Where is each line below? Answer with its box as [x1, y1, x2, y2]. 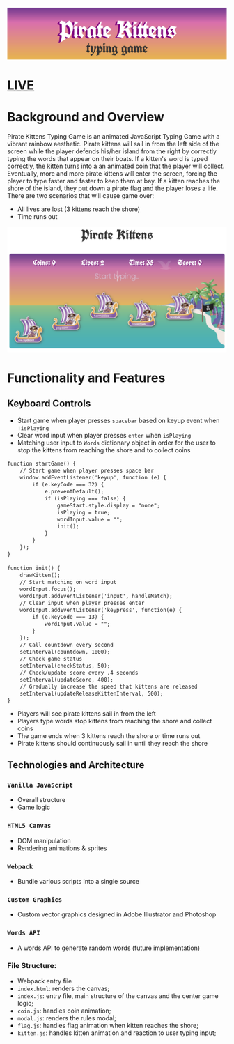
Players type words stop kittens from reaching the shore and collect [17, 716, 212, 725]
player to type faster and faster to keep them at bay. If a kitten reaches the [7, 177, 221, 185]
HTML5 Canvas [7, 822, 52, 830]
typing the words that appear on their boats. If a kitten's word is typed [7, 155, 208, 163]
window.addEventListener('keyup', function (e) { [19, 474, 167, 481]
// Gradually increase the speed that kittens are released [19, 683, 198, 690]
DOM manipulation [17, 836, 71, 845]
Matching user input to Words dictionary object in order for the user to [17, 438, 216, 447]
